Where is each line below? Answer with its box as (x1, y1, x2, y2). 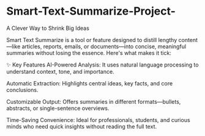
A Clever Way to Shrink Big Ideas (6, 24, 90, 32)
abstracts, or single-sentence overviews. (6, 104, 110, 112)
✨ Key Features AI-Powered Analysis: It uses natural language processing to (6, 61, 199, 68)
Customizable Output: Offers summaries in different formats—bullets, (6, 98, 181, 105)
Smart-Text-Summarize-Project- (6, 4, 176, 18)
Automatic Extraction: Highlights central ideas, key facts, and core (6, 79, 173, 87)
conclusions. (6, 86, 39, 93)
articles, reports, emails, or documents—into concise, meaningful (21, 43, 187, 50)
